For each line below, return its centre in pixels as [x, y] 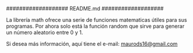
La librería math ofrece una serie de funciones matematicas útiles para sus [96, 20]
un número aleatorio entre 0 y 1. [45, 32]
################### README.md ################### [85, 9]
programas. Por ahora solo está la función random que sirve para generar [95, 26]
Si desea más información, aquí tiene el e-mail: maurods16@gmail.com [92, 44]
